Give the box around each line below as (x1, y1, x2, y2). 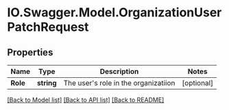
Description (99, 67, 139, 76)
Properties (7, 46, 53, 58)
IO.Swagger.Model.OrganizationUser (7, 5, 222, 20)
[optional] (181, 79, 214, 87)
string (36, 79, 57, 87)
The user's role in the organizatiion (63, 79, 176, 87)
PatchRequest (7, 19, 89, 35)
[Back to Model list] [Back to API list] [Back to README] (7, 96, 165, 104)
